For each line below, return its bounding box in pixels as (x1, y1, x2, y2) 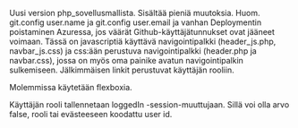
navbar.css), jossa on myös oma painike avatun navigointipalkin (9, 55, 244, 65)
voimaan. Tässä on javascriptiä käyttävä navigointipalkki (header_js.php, (9, 36, 277, 47)
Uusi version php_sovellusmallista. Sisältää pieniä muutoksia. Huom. (9, 8, 260, 18)
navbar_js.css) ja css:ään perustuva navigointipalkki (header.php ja (9, 46, 257, 56)
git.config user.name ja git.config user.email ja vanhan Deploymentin (9, 17, 262, 28)
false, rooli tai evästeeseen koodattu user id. (9, 109, 173, 119)
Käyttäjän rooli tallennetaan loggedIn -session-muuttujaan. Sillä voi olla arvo (9, 99, 290, 110)
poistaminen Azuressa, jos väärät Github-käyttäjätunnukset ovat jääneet (9, 27, 276, 37)
